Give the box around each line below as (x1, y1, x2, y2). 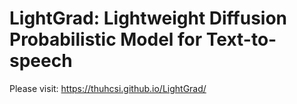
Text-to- (205, 28, 277, 51)
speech (9, 50, 73, 72)
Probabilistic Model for (9, 28, 203, 51)
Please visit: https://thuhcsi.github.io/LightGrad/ (9, 82, 207, 94)
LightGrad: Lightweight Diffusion (9, 7, 288, 30)
